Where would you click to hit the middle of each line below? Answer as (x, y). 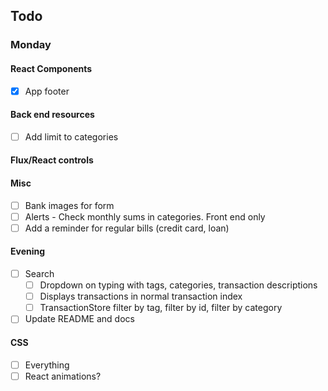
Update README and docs (79, 319)
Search (39, 274)
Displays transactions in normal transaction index (141, 296)
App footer (47, 91)
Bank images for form (69, 205)
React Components (51, 68)
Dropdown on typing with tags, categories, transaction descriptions (178, 285)
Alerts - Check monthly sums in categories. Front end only (145, 216)
